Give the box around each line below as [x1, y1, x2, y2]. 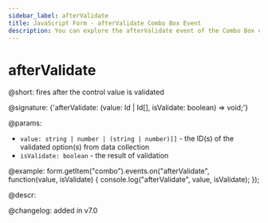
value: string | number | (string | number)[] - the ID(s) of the [19, 133, 235, 144]
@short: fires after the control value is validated [8, 87, 165, 97]
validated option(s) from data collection [19, 142, 150, 152]
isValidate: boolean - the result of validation [19, 151, 169, 161]
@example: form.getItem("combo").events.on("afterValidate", [8, 166, 210, 176]
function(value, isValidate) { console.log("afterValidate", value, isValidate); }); [8, 175, 260, 185]
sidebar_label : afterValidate [8, 11, 109, 20]
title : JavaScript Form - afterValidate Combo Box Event [8, 19, 202, 27]
